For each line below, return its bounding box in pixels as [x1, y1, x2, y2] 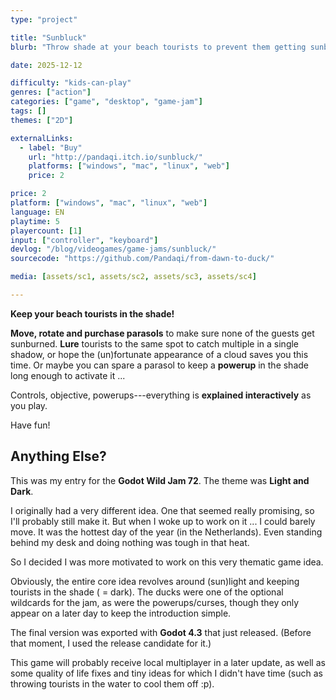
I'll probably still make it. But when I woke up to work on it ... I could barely [10, 515, 316, 527]
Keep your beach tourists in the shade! [10, 307, 175, 320]
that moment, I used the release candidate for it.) [10, 637, 212, 649]
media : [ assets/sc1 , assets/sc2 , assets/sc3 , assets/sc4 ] [10, 272, 257, 282]
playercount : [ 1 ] [10, 226, 83, 236]
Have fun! [10, 419, 51, 431]
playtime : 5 [10, 216, 60, 226]
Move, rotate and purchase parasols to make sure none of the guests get [10, 327, 315, 339]
